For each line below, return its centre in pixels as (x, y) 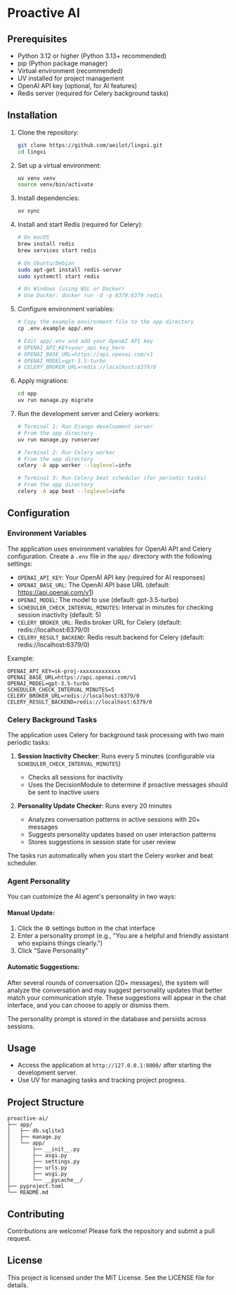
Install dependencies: (48, 198)
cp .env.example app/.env (55, 329)
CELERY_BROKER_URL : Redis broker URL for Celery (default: (99, 622)
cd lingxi (32, 152)
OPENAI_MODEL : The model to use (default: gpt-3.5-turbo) (98, 599)
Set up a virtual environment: (59, 165)
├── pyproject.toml (36, 1187)
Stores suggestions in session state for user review (102, 842)
